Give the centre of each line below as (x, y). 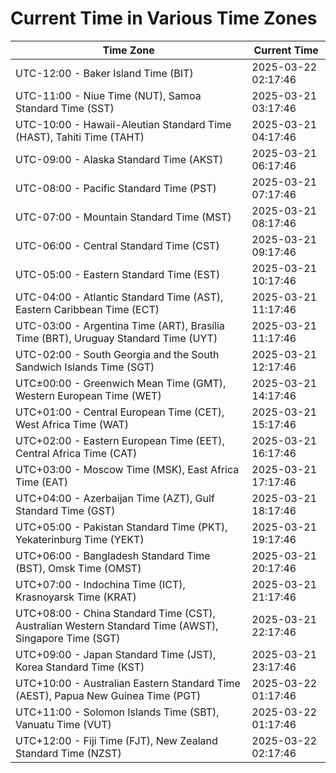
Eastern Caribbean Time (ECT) (87, 309)
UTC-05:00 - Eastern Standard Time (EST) (118, 274)
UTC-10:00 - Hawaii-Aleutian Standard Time (123, 124)
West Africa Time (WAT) (72, 424)
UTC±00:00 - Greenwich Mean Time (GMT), (121, 383)
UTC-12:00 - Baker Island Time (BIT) (104, 73)
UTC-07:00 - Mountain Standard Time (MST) (123, 217)
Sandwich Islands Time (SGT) (85, 367)
